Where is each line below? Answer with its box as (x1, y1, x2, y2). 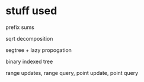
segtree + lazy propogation (5, 46, 72, 54)
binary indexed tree (5, 58, 53, 65)
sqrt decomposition (5, 35, 53, 42)
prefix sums (5, 24, 35, 31)
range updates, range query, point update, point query (5, 69, 139, 76)
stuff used (5, 4, 57, 18)
